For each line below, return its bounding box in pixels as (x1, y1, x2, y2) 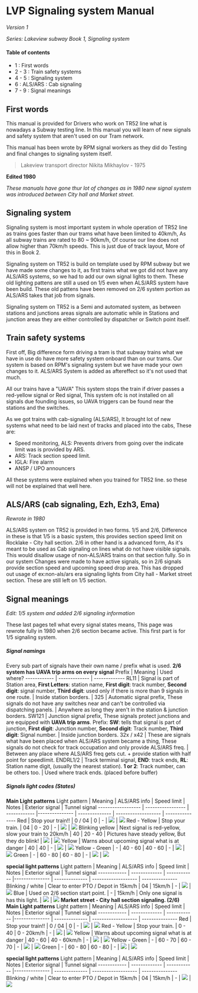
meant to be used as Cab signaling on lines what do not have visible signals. (6, 545, 192, 552)
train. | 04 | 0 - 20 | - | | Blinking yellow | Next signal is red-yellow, (6, 824, 181, 832)
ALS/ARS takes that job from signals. (6, 292, 95, 299)
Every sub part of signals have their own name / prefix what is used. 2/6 (6, 662, 181, 669)
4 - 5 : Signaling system (14, 75, 72, 82)
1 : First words (14, 62, 49, 69)
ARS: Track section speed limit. (14, 452, 91, 459)
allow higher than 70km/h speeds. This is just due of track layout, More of (6, 242, 185, 250)
